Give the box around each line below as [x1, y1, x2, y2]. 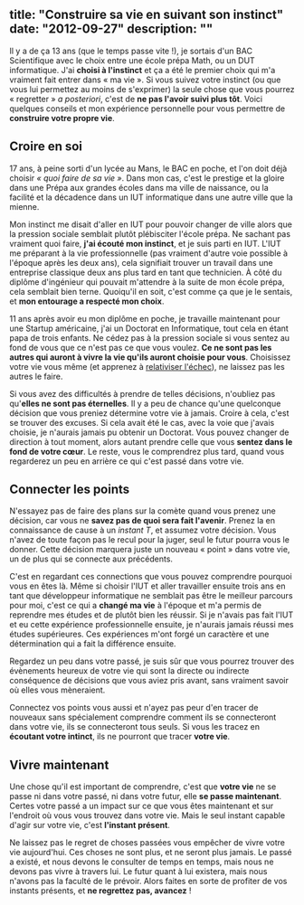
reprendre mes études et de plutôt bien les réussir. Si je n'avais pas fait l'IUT [9, 609, 294, 620]
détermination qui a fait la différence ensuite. [9, 638, 176, 649]
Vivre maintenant [9, 757, 109, 772]
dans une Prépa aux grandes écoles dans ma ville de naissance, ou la [9, 182, 269, 193]
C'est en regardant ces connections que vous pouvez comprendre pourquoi [9, 571, 292, 582]
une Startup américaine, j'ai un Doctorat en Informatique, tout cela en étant [9, 323, 290, 334]
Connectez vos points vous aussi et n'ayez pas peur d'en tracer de [9, 702, 259, 713]
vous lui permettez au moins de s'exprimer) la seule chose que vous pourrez [9, 83, 295, 94]
